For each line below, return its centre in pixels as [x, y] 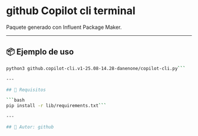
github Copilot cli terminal [71, 11]
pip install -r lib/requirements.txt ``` [57, 106]
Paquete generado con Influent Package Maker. [64, 27]
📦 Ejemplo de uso [40, 52]
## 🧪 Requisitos [26, 89]
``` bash [16, 100]
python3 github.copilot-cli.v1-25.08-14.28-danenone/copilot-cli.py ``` [96, 68]
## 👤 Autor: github [30, 127]
